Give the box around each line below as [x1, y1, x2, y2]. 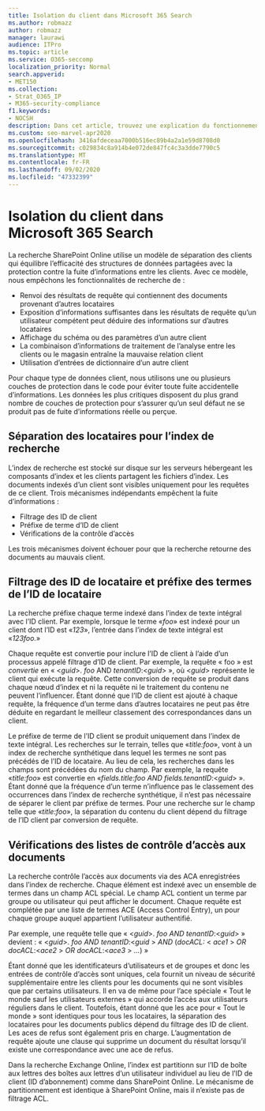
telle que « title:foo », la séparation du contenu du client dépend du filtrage [8, 807, 248, 816]
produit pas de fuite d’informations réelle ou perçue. [8, 406, 177, 416]
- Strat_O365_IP [8, 92, 62, 100]
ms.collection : [8, 85, 58, 93]
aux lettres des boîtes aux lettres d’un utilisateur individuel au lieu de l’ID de [8, 1068, 253, 1079]
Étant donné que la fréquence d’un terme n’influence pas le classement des [8, 781, 254, 791]
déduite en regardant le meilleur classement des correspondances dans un [8, 708, 252, 717]
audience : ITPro [8, 41, 62, 49]
